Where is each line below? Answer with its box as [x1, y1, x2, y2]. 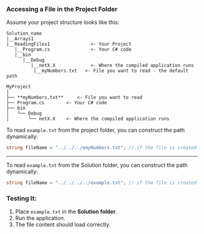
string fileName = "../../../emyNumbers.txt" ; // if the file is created [6, 145, 197, 151]
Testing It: [6, 194, 37, 202]
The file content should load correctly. [15, 221, 111, 229]
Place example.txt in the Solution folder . [15, 208, 117, 215]
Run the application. [15, 214, 66, 222]
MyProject [6, 84, 32, 90]
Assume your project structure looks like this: [6, 19, 120, 26]
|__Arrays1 [6, 36, 34, 42]
